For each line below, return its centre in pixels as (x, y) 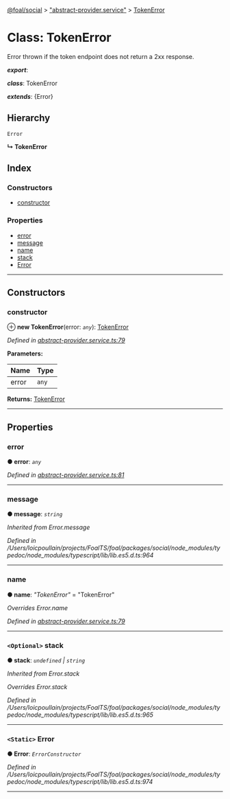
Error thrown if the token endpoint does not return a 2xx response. (101, 56)
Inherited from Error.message (49, 527)
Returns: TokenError (36, 399)
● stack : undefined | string (46, 660)
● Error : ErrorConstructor (44, 754)
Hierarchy (29, 118)
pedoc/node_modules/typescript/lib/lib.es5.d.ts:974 (80, 782)
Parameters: (25, 354)
